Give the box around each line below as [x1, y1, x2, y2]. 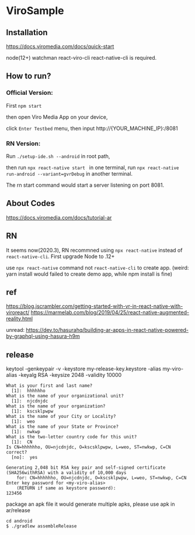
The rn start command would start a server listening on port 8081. [6, 181, 165, 188]
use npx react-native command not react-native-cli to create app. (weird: [6, 264, 189, 271]
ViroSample [6, 4, 64, 18]
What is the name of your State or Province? [6, 424, 119, 430]
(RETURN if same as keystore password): [16, 485, 116, 491]
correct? [6, 450, 27, 455]
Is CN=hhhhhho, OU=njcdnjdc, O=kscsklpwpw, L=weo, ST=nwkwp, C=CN [6, 444, 171, 450]
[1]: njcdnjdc [11, 398, 48, 404]
